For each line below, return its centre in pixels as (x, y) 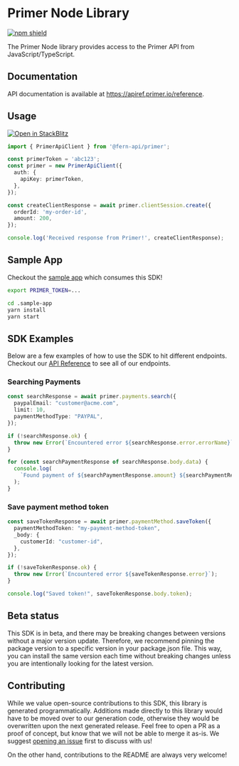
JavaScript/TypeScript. (41, 54)
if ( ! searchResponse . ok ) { (47, 436)
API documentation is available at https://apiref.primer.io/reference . (106, 93)
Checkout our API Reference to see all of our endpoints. (89, 363)
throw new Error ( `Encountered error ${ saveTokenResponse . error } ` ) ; (116, 574)
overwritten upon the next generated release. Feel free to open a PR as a (114, 725)
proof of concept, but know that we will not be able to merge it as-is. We (113, 733)
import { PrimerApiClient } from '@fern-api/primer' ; (89, 146)
